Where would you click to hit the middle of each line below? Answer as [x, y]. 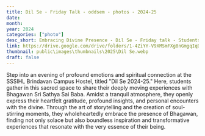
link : [13, 46]
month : [15, 23]
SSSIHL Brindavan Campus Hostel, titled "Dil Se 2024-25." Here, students [99, 81]
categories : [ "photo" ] [35, 35]
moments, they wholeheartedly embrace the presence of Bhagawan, [112, 113]
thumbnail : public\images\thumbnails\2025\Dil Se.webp [77, 52]
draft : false [23, 57]
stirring [15, 113]
